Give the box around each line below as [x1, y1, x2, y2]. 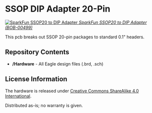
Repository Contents [5, 48, 70, 56]
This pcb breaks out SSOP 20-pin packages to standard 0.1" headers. [5, 34, 145, 40]
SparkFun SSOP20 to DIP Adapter [78, 19, 147, 25]
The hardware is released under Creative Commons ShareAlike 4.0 [5, 88, 139, 94]
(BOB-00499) [5, 24, 33, 30]
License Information [5, 75, 67, 83]
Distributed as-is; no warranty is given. [5, 102, 83, 108]
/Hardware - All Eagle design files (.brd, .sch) [12, 61, 104, 66]
